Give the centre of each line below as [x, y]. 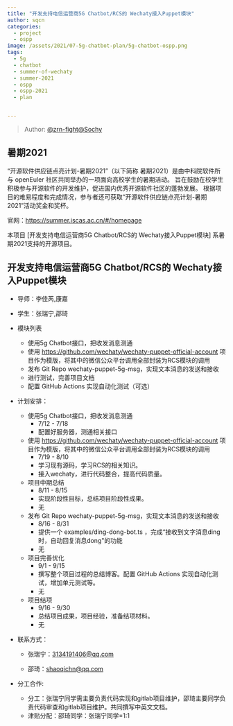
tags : [15, 53]
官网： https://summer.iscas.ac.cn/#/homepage [75, 220]
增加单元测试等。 [75, 582]
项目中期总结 [46, 482]
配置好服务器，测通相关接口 [78, 431]
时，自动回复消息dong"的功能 [80, 540]
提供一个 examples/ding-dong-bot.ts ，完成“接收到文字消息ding [129, 532]
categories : [24, 26]
